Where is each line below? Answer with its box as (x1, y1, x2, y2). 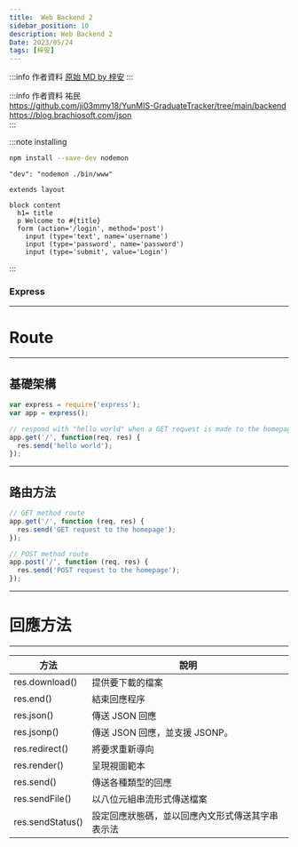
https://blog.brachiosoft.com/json (9, 110, 132, 121)
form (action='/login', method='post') (17, 224, 165, 233)
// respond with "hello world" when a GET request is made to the (9, 424, 260, 434)
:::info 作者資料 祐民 (9, 91, 82, 101)
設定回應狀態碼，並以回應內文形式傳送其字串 (91, 810, 279, 822)
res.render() (13, 759, 65, 771)
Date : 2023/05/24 (9, 37, 74, 47)
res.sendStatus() (13, 816, 84, 828)
